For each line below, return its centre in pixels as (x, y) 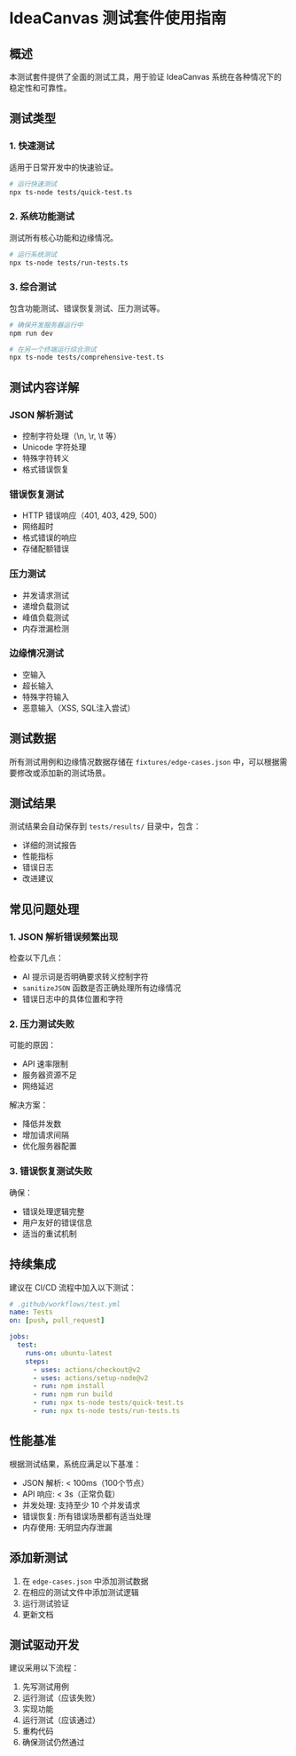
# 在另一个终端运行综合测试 (53, 349)
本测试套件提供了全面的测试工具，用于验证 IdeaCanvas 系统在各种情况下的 (145, 77)
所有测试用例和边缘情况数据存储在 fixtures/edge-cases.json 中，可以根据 (144, 761)
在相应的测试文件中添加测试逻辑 (80, 1592)
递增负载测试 (45, 606)
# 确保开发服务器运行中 (47, 325)
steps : (37, 1361)
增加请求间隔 (45, 1135)
